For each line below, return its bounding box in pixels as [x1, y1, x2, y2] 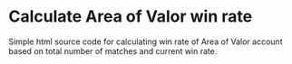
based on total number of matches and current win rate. [8, 45, 218, 56]
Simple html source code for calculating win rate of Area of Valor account [8, 36, 283, 47]
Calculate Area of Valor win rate [8, 6, 253, 27]
